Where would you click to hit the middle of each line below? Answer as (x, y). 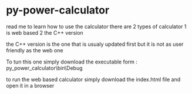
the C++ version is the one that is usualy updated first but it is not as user (95, 44)
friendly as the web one (35, 50)
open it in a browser (30, 85)
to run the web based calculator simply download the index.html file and (93, 79)
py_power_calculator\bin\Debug (44, 68)
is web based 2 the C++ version (45, 32)
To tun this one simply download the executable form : (72, 62)
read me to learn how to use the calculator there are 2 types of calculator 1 (96, 26)
